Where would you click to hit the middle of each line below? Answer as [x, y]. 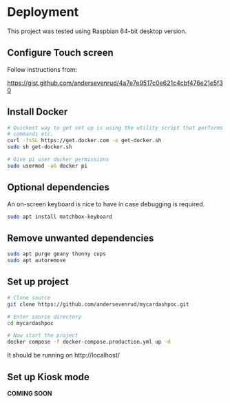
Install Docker [38, 112]
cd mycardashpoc [30, 323]
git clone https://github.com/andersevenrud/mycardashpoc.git [98, 304]
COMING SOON [30, 393]
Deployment [43, 12]
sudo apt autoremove [37, 261]
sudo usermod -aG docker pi [48, 166]
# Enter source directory [44, 317]
